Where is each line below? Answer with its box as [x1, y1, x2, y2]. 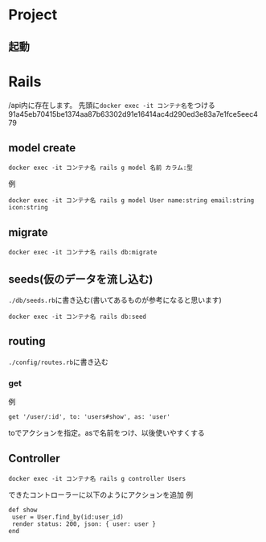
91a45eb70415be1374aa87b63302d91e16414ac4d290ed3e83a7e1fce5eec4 [8, 109, 259, 118]
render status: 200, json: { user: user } [11, 519, 157, 528]
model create [8, 141, 76, 155]
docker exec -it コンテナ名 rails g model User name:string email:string [8, 197, 255, 205]
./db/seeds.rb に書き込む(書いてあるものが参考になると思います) [8, 295, 223, 304]
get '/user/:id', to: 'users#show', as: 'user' [8, 413, 171, 421]
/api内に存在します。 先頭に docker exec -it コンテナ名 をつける [8, 100, 215, 110]
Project [8, 6, 58, 24]
